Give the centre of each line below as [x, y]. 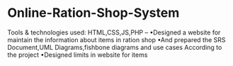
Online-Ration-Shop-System [93, 13]
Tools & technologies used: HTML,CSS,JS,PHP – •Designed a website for [114, 32]
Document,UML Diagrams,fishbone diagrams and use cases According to [115, 47]
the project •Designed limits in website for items [78, 55]
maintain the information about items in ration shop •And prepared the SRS [116, 39]
